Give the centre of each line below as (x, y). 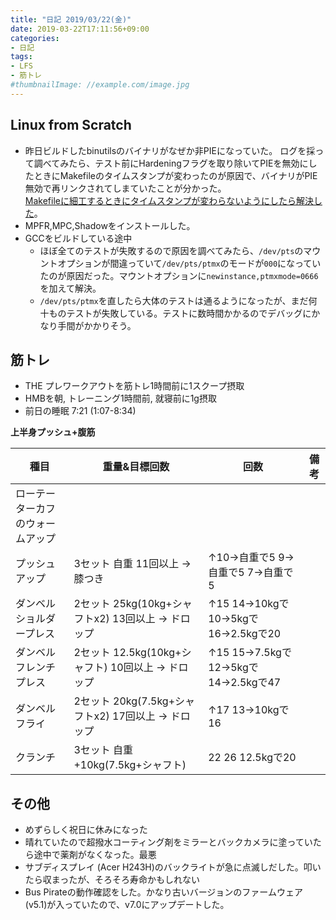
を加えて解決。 (70, 288)
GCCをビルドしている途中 (78, 238)
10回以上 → (138, 668)
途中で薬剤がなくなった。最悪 (95, 855)
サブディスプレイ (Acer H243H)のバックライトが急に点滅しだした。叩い (173, 867)
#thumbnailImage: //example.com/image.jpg (100, 85)
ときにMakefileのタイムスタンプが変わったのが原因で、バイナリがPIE (175, 175)
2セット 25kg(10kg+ (123, 604)
